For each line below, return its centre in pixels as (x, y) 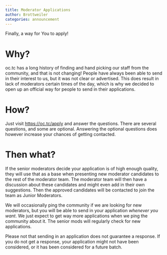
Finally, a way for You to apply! (37, 34)
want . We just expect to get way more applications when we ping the (76, 216)
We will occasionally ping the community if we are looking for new (73, 205)
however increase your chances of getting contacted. (61, 135)
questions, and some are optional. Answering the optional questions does (81, 129)
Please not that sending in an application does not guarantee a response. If (83, 236)
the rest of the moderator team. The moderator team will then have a (76, 179)
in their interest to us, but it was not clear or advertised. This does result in (82, 79)
